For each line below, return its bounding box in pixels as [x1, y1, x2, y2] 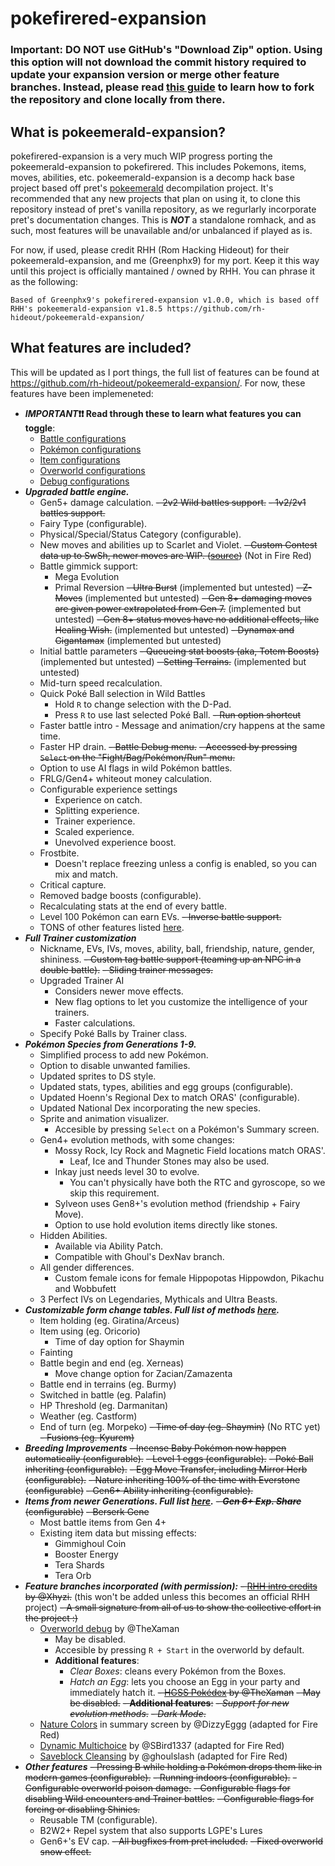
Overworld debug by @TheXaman [39, 1622, 180, 1634]
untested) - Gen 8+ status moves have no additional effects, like [54, 613, 320, 625]
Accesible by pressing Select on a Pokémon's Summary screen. [54, 1123, 320, 1135]
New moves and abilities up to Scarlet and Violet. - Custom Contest [39, 538, 318, 551]
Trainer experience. [54, 815, 136, 827]
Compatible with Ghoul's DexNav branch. [54, 1250, 225, 1262]
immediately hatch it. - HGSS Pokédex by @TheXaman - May [69, 1686, 321, 1698]
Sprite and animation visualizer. [39, 1112, 170, 1124]
